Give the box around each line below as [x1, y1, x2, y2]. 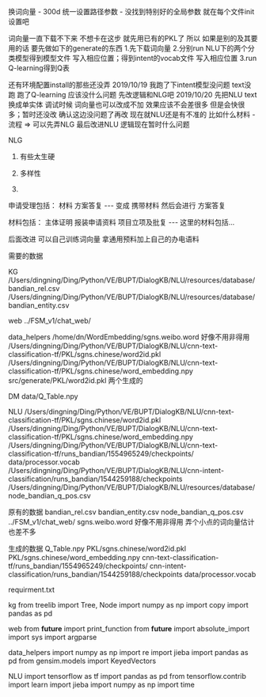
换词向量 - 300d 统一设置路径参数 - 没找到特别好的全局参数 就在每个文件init [8, 7, 255, 16]
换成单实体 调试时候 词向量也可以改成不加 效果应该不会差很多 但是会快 [8, 100, 238, 109]
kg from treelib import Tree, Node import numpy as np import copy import [8, 600, 249, 609]
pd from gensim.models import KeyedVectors [8, 656, 157, 665]
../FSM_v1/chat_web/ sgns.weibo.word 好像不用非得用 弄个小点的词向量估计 [8, 517, 255, 526]
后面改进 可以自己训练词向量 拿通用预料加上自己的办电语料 [8, 234, 199, 244]
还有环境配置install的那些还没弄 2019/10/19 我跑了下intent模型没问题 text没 [8, 80, 252, 89]
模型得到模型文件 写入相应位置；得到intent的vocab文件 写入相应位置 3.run [14, 54, 257, 63]
